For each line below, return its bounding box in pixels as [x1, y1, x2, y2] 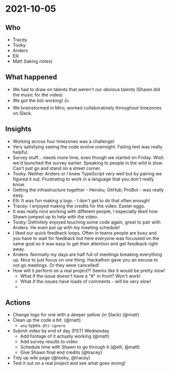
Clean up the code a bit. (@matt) [12, 317, 81, 323]
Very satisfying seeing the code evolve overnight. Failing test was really [12, 143, 163, 150]
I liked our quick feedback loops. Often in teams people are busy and [12, 230, 157, 236]
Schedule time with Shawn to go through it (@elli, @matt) [20, 344, 140, 350]
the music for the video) [12, 92, 63, 98]
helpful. [12, 149, 29, 155]
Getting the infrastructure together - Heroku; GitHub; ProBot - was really [12, 187, 164, 193]
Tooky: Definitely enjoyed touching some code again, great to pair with [12, 219, 161, 225]
